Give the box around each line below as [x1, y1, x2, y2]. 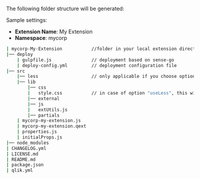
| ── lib [17, 79, 36, 85]
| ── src [6, 68, 26, 74]
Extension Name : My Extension [14, 28, 93, 35]
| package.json [6, 162, 44, 168]
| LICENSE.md [6, 151, 39, 157]
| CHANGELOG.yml [6, 145, 46, 151]
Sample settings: [6, 17, 48, 23]
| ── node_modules [6, 140, 49, 146]
